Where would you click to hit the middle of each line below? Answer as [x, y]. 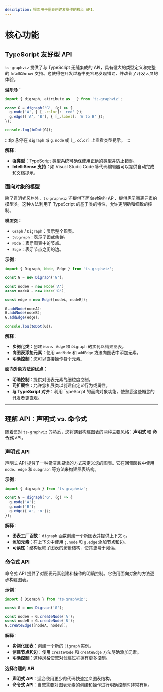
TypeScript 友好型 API [39, 55]
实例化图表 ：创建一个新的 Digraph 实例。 [53, 646]
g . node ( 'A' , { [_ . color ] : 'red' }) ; [46, 112]
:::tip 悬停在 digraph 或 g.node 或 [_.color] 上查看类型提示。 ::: [67, 140]
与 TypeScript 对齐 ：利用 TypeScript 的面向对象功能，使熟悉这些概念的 [83, 392]
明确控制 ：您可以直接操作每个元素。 [48, 359]
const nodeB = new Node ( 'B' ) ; [36, 291]
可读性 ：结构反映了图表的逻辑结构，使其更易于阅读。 [65, 548]
